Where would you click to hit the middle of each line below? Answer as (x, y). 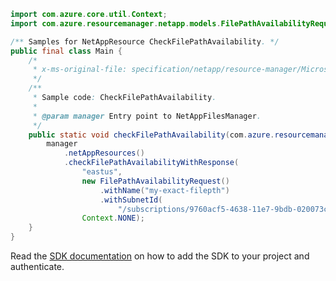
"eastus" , (102, 172)
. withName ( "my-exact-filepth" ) (164, 190)
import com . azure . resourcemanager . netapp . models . (116, 23)
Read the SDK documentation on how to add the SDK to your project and (160, 256)
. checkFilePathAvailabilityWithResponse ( (151, 163)
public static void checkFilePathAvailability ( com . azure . (151, 135)
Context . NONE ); (113, 218)
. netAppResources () (104, 153)
